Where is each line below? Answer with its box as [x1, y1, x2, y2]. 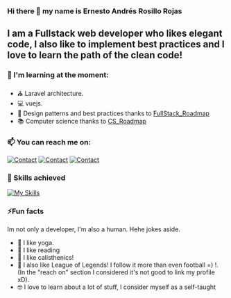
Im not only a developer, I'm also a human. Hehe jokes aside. [7, 225, 180, 233]
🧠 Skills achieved [7, 173, 66, 183]
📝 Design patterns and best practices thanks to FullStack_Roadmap [17, 109, 210, 117]
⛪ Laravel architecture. [17, 89, 84, 97]
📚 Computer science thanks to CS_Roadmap [17, 117, 147, 125]
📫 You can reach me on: [7, 137, 92, 147]
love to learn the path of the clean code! [7, 49, 182, 61]
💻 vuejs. [17, 99, 43, 107]
